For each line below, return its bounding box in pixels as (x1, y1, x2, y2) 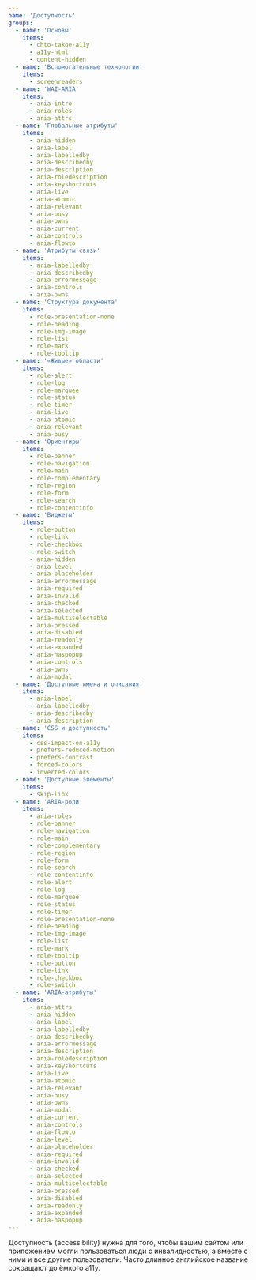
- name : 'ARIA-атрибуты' (15, 988, 97, 996)
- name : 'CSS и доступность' (15, 724, 111, 732)
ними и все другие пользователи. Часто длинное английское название (8, 1255, 249, 1264)
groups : (8, 19, 34, 27)
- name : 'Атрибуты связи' (15, 247, 101, 254)
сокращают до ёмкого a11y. (8, 1263, 100, 1273)
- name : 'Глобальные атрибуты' (15, 122, 119, 130)
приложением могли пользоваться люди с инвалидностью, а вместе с (8, 1246, 248, 1256)
